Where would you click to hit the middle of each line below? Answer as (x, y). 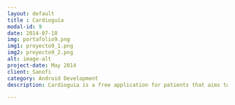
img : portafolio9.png (39, 40)
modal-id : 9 (24, 26)
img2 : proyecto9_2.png (40, 53)
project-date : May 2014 (42, 65)
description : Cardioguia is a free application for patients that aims (114, 85)
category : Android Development (53, 78)
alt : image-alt (29, 59)
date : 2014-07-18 (33, 33)
